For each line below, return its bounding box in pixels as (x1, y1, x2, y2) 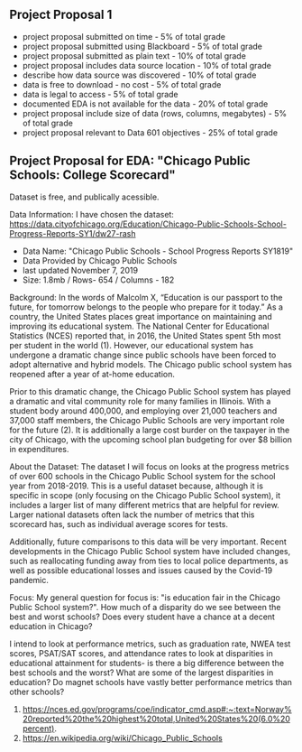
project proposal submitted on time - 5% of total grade (22, 31, 225, 42)
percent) (22, 722, 55, 734)
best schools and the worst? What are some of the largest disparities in (9, 667, 274, 678)
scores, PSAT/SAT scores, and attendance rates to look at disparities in (9, 647, 273, 658)
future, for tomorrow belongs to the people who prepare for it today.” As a (9, 302, 284, 312)
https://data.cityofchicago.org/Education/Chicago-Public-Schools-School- (9, 218, 287, 229)
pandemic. (9, 574, 50, 585)
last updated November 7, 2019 (22, 265, 138, 275)
